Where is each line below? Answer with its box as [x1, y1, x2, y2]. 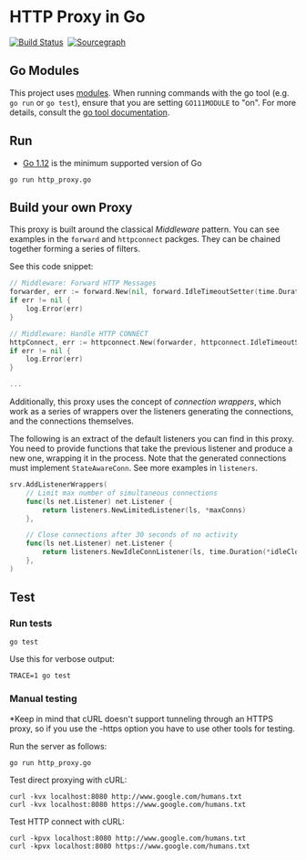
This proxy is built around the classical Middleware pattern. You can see [9, 224, 280, 235]
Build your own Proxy [9, 199, 133, 215]
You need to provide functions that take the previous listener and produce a [9, 443, 293, 454]
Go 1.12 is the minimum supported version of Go [22, 157, 202, 168]
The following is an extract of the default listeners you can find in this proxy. [9, 434, 294, 444]
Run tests [9, 617, 53, 630]
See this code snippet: [9, 261, 94, 272]
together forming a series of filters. [9, 244, 141, 255]
